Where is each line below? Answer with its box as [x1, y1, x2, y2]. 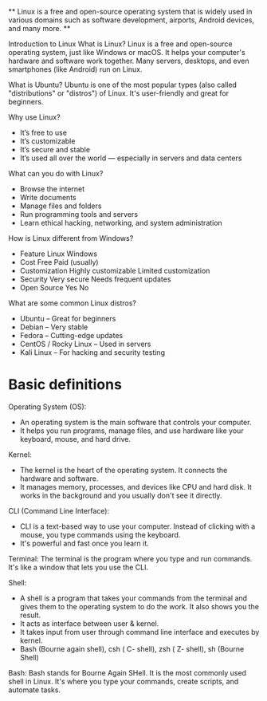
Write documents [19, 193, 77, 202]
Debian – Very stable [19, 322, 88, 332]
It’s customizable [19, 136, 76, 146]
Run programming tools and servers [19, 210, 138, 219]
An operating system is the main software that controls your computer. [19, 417, 252, 427]
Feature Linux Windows [19, 249, 98, 258]
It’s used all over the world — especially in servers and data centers [19, 153, 242, 163]
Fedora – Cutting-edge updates [19, 331, 124, 340]
